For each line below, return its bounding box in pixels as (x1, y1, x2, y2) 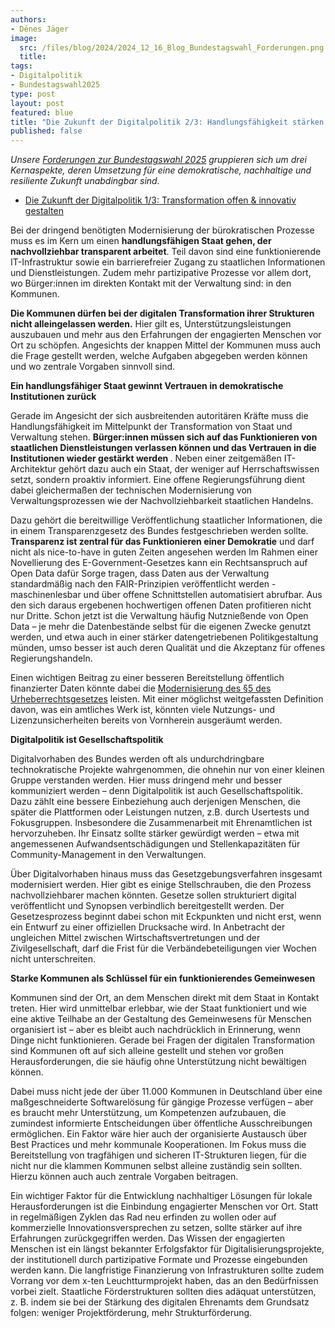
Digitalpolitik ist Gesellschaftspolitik (10, 734, 164, 746)
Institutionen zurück (10, 391, 97, 403)
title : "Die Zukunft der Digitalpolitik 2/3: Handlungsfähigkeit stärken (10, 117, 325, 127)
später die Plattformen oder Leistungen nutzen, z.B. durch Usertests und (10, 806, 310, 818)
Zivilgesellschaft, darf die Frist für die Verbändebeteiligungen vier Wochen (10, 942, 317, 955)
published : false (10, 126, 83, 136)
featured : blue (10, 107, 74, 118)
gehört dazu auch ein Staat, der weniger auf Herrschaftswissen (58, 463, 320, 475)
